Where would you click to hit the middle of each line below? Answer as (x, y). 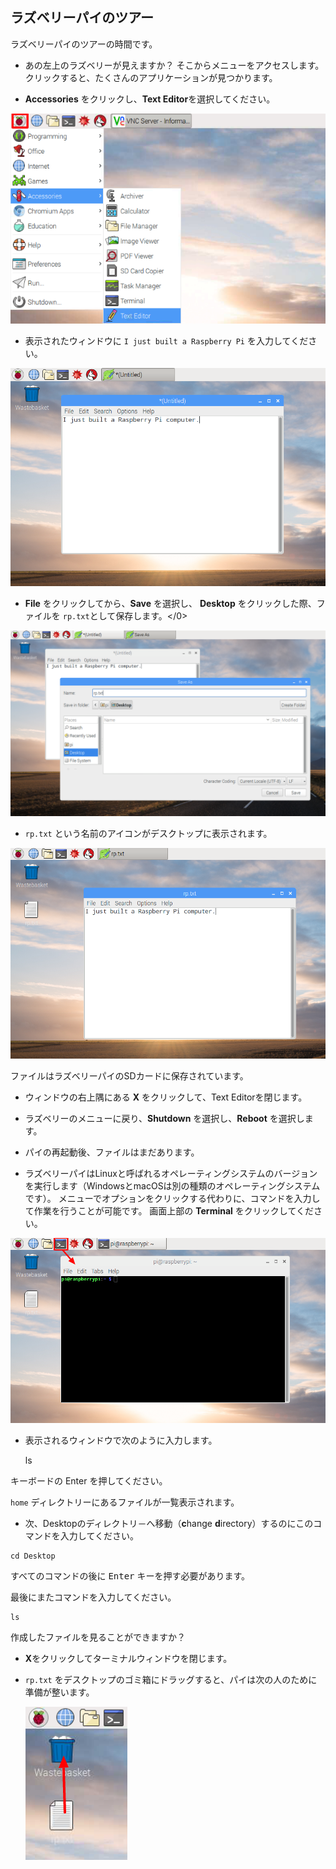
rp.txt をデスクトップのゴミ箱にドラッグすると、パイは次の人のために (171, 1679)
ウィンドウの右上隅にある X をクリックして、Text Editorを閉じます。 (166, 1097)
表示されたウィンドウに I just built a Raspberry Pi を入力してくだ (166, 341)
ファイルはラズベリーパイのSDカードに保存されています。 (129, 1076)
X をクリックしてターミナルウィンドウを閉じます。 (128, 1658)
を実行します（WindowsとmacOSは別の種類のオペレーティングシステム (172, 1186)
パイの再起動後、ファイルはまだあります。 (112, 1152)
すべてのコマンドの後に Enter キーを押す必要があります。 (130, 1575)
